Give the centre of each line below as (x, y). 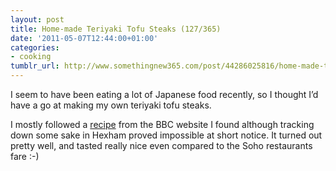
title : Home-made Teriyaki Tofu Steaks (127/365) (116, 29)
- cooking (31, 57)
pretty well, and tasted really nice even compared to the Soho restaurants (161, 145)
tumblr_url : (35, 66)
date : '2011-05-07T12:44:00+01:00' (84, 38)
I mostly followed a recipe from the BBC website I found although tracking (162, 124)
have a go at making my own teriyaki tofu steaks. (111, 105)
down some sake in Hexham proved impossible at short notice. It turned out (166, 135)
